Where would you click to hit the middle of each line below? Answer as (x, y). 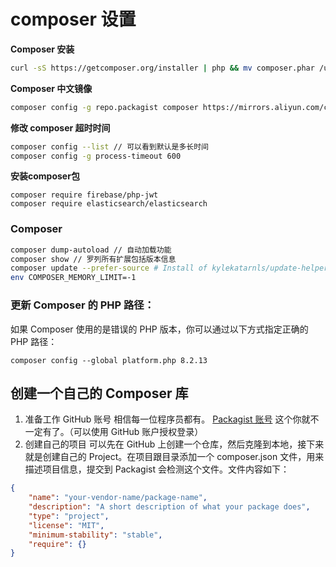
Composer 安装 (42, 49)
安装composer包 (45, 176)
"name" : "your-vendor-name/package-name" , (118, 498)
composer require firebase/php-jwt (84, 195)
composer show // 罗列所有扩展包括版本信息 (93, 259)
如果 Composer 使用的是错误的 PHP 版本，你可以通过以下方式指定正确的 (159, 329)
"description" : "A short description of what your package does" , (169, 507)
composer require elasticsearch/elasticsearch (109, 204)
